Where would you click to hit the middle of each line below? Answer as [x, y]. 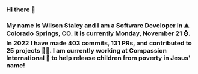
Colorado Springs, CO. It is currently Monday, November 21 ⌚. [98, 33]
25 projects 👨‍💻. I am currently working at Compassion [87, 50]
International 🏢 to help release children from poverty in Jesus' [98, 58]
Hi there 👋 [21, 10]
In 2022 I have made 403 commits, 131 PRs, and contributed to [99, 43]
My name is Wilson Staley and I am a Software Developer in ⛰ [98, 25]
